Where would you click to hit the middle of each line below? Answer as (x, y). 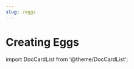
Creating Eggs (43, 42)
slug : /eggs (21, 12)
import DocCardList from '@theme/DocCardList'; (67, 59)
